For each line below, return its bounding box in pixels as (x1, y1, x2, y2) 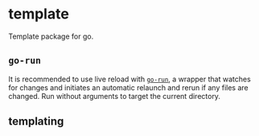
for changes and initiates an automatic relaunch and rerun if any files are (8, 82, 249, 93)
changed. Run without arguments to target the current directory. (8, 91, 221, 101)
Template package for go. (8, 31, 94, 41)
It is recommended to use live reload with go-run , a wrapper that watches (8, 74, 251, 84)
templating (8, 114, 64, 129)
